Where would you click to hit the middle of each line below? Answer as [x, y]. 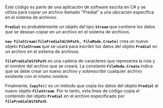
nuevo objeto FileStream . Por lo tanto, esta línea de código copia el [72, 91]
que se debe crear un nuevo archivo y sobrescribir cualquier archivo [74, 71]
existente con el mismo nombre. [37, 76]
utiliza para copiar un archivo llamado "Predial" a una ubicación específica [80, 12]
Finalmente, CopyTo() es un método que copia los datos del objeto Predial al [82, 86]
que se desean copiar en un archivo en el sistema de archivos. [68, 32]
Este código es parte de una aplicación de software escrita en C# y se [75, 7]
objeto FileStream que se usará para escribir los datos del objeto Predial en [81, 46]
